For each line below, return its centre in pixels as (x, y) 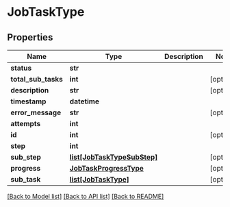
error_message (36, 112)
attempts (26, 124)
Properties (30, 37)
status (21, 68)
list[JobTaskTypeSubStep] (114, 157)
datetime (84, 101)
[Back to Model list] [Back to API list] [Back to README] (86, 196)
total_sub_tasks (37, 79)
